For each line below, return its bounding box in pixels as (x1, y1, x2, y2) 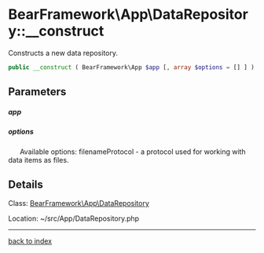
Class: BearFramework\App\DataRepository (8, 199, 149, 208)
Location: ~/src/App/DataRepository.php (8, 214, 140, 223)
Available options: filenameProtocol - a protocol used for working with (19, 147, 246, 156)
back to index (8, 236, 53, 246)
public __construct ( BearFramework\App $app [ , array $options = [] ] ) (8, 63, 255, 71)
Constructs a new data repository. (8, 48, 118, 57)
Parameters (8, 85, 67, 99)
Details (8, 178, 43, 191)
